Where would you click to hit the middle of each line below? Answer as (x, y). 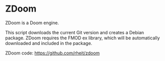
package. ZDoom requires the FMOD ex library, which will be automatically (82, 38)
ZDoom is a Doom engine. (32, 23)
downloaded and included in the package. (49, 43)
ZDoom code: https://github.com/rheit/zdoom (53, 53)
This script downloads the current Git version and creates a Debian (75, 32)
